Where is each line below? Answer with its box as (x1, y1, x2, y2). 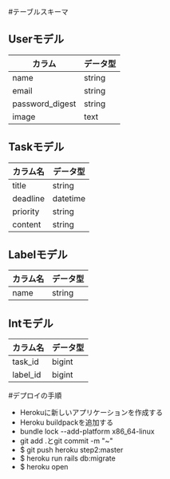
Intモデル (8, 316, 53, 330)
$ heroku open (19, 462, 69, 472)
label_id (12, 370, 42, 381)
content (12, 219, 42, 230)
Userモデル (8, 33, 65, 46)
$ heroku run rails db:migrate (19, 453, 116, 463)
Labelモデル (8, 248, 68, 262)
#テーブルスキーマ (8, 7, 69, 16)
